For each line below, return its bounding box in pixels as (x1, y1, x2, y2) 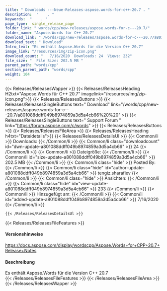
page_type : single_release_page (5, 21, 75, 26)
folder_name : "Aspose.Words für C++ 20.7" (5, 30, 94, 35)
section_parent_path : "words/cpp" (5, 68, 77, 73)
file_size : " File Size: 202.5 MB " (5, 58, 83, 63)
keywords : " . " (5, 16, 48, 21)
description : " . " (5, 12, 55, 17)
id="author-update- (104, 164, 145, 170)
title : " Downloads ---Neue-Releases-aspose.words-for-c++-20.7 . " (5, 7, 150, 12)
